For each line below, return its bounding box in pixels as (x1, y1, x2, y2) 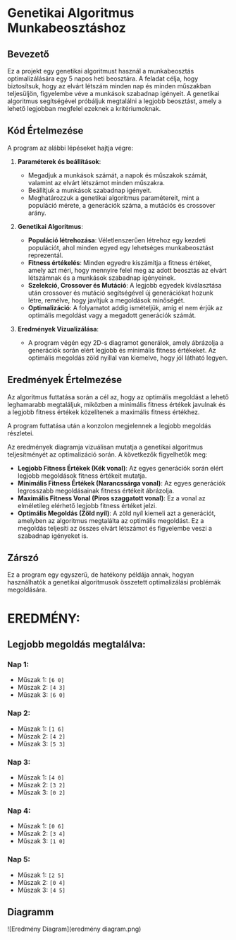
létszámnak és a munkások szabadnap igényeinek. (27, 274, 176, 282)
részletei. (7, 429, 34, 437)
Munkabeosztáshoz (7, 20, 127, 36)
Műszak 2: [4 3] (17, 683, 66, 692)
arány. (27, 208, 46, 217)
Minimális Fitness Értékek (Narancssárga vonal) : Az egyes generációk (17, 478, 226, 487)
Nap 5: (7, 854, 30, 864)
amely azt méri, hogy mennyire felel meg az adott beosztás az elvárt (27, 266, 227, 274)
